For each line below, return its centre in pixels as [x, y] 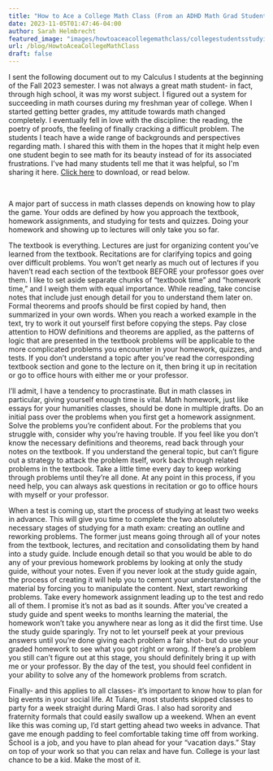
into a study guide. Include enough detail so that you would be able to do [130, 554]
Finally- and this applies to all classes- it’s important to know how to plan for [135, 690]
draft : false [30, 54]
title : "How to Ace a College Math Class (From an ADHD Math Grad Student [138, 16]
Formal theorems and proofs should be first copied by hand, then [117, 306]
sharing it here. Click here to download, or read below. [99, 172]
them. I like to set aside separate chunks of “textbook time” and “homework [135, 280]
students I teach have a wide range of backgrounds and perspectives [125, 138]
